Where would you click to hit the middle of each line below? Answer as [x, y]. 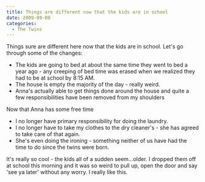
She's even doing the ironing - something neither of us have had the [101, 141]
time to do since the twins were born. [62, 147]
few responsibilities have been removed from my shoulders [90, 97]
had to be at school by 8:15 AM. [55, 78]
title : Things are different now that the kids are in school [87, 12]
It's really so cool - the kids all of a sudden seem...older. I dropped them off [101, 159]
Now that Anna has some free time [50, 109]
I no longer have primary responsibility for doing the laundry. [91, 121]
